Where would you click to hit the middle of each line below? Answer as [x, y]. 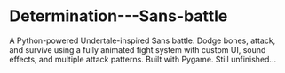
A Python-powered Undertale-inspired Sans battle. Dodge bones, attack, [142, 40]
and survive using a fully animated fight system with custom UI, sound [138, 49]
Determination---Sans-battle [119, 16]
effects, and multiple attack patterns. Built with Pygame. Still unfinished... [143, 59]
